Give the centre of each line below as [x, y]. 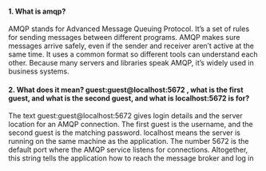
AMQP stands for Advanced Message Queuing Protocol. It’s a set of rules [129, 29]
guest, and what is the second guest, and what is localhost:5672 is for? [129, 98]
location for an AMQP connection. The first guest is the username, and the [131, 125]
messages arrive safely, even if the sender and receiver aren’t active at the [131, 46]
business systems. [39, 71]
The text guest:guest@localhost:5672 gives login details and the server [125, 116]
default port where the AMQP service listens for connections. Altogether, [128, 150]
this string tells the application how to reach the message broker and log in [131, 158]
